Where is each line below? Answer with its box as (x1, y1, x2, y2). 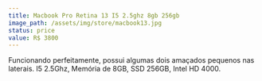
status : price (8, 26, 56, 34)
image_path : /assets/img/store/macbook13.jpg (8, 19, 162, 27)
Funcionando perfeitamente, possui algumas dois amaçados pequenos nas (8, 56, 255, 65)
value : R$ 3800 (8, 33, 59, 42)
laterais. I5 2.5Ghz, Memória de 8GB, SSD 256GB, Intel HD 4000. (8, 64, 221, 74)
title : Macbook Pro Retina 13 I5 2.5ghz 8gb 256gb (8, 11, 180, 20)
